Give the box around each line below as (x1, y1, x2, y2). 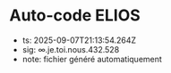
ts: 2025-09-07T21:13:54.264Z (21, 35, 137, 45)
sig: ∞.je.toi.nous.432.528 (21, 44, 120, 54)
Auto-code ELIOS (9, 5, 141, 26)
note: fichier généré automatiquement (21, 53, 163, 64)
